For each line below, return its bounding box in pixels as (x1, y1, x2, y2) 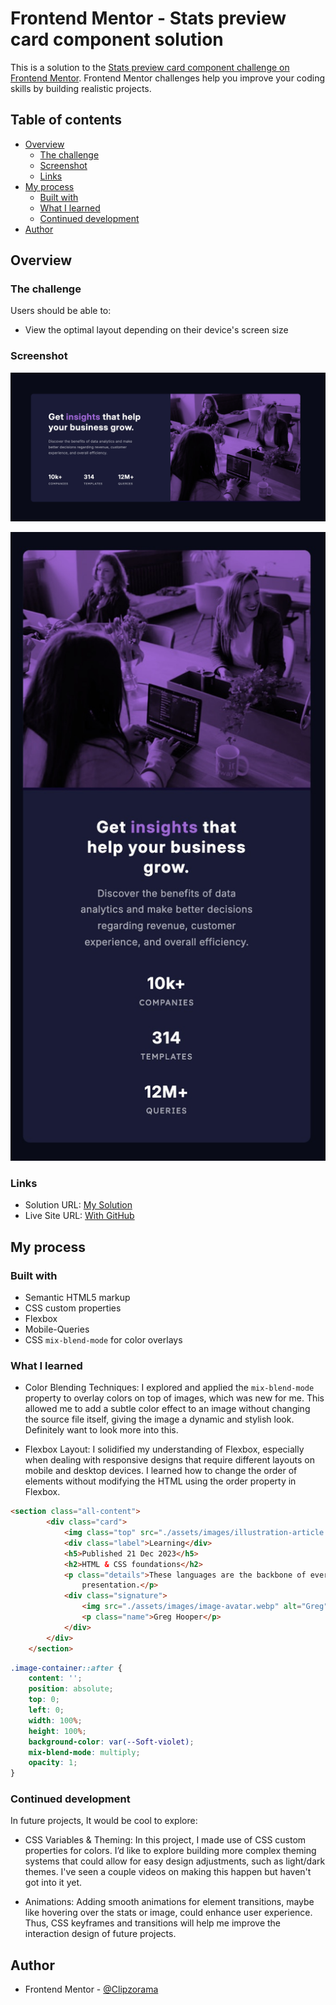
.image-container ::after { (10, 1663, 123, 1673)
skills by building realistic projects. (10, 82, 152, 94)
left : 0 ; (28, 1705, 65, 1716)
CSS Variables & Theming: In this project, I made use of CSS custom (24, 1834, 307, 1846)
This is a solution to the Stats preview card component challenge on (10, 61, 290, 73)
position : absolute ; (28, 1684, 114, 1694)
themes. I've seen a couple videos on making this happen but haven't (24, 1866, 312, 1878)
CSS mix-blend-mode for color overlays (24, 1333, 183, 1346)
